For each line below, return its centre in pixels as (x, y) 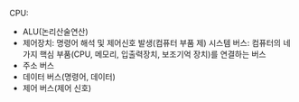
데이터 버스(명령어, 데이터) (69, 77)
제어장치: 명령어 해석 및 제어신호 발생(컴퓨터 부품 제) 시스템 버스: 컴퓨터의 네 (156, 43)
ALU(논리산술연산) (55, 32)
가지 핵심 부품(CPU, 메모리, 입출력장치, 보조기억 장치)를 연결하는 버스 (144, 54)
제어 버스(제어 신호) (57, 88)
